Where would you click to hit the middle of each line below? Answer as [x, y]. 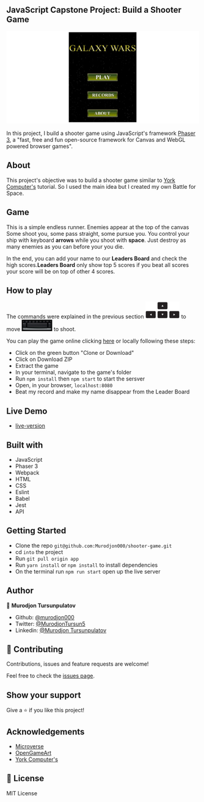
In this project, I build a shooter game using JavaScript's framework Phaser [101, 133]
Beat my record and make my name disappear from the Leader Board [102, 392]
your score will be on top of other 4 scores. [61, 271]
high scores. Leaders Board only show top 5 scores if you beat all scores [98, 264]
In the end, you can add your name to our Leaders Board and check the [97, 258]
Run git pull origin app [47, 558]
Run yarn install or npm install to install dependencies [86, 565]
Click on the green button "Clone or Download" [75, 353]
